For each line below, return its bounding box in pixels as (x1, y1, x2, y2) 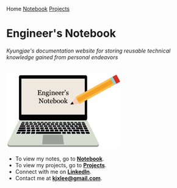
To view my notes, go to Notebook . (15, 155, 104, 162)
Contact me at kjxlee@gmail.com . (15, 174, 103, 182)
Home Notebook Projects (6, 5, 70, 12)
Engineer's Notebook (6, 27, 116, 40)
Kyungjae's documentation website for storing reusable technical (6, 47, 171, 54)
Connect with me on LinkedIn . (15, 168, 92, 175)
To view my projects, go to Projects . (15, 161, 107, 168)
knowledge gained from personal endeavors (6, 53, 118, 60)
